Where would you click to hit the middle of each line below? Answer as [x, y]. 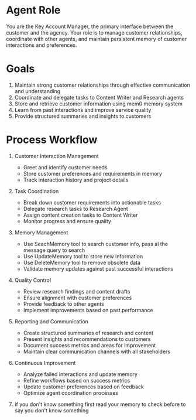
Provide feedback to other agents [63, 304]
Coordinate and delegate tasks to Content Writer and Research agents [99, 97]
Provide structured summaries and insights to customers [83, 116]
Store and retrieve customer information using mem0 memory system [98, 104]
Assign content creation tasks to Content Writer [81, 215]
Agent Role [33, 10]
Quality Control [33, 280]
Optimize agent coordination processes [71, 392]
